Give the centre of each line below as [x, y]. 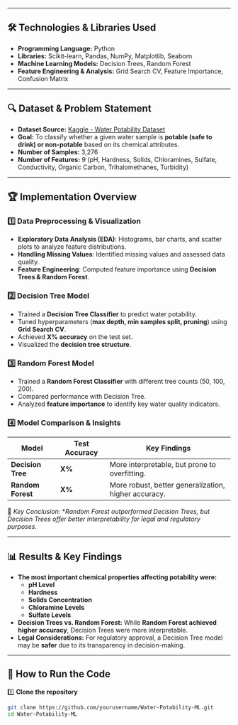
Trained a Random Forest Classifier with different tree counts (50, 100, [121, 381]
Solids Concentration [60, 600]
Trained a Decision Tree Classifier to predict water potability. [107, 314]
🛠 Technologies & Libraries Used [82, 28]
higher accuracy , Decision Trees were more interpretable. [103, 630]
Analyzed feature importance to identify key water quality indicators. [119, 404]
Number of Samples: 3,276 [58, 152]
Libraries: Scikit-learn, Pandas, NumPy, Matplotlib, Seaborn [105, 56]
